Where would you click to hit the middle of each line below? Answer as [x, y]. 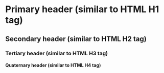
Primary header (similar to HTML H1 [82, 9]
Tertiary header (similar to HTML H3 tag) [57, 53]
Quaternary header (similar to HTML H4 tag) [53, 65]
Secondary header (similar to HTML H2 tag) [76, 39]
